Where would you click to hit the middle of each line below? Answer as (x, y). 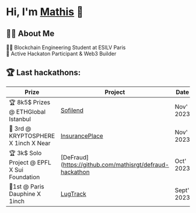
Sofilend (72, 110)
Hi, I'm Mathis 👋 (45, 12)
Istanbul (20, 119)
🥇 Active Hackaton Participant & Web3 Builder (61, 54)
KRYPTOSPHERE (32, 135)
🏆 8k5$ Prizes (30, 102)
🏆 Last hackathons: (43, 73)
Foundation (24, 177)
